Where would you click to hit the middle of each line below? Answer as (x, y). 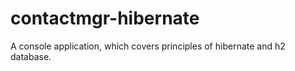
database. (31, 56)
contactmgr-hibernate (105, 18)
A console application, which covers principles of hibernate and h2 (148, 46)
